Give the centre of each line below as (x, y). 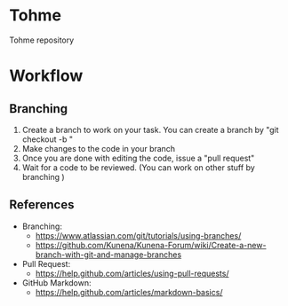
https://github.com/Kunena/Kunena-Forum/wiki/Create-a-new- (151, 245)
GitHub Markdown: (56, 282)
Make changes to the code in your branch (99, 148)
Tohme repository (42, 40)
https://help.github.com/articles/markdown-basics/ (129, 292)
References (42, 205)
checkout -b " (48, 139)
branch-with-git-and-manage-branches (108, 255)
